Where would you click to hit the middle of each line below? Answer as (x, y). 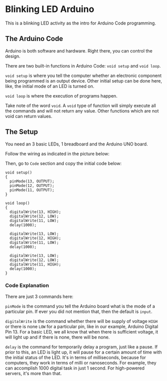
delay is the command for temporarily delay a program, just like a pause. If (82, 346)
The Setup (22, 132)
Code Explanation (27, 285)
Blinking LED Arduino (50, 9)
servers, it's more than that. (33, 373)
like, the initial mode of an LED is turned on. (50, 86)
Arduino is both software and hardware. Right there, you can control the (79, 50)
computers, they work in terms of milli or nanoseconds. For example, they (81, 362)
